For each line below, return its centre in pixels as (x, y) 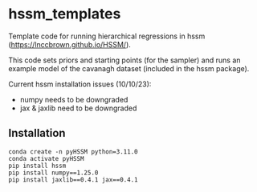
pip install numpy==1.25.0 (53, 173)
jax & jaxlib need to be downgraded (78, 108)
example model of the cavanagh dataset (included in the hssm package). (129, 68)
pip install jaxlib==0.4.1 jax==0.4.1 (73, 180)
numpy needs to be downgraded (74, 99)
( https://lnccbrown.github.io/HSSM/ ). (69, 44)
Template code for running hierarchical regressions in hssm (107, 36)
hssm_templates (65, 14)
